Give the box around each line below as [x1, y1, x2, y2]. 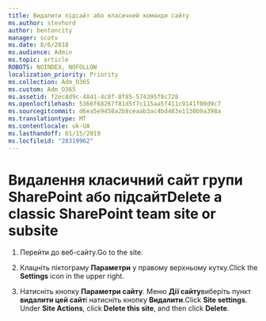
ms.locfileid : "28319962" [8, 136, 93, 145]
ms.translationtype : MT [8, 115, 87, 123]
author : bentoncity [8, 26, 73, 34]
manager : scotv [8, 33, 59, 42]
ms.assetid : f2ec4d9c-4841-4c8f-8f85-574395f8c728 [8, 93, 179, 101]
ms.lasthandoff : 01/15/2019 [8, 129, 101, 137]
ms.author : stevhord [8, 19, 77, 27]
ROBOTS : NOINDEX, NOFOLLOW [8, 63, 97, 71]
